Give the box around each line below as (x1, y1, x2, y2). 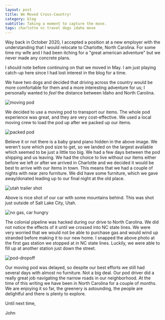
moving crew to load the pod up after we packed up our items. (5, 120, 132, 126)
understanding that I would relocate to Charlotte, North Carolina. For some (5, 45, 156, 50)
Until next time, (5, 300, 36, 307)
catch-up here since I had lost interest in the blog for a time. (5, 70, 127, 76)
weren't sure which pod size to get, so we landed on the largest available (5, 144, 154, 150)
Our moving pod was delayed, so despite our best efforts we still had (5, 265, 145, 271)
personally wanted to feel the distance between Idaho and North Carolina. (5, 90, 155, 96)
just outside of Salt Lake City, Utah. (5, 200, 76, 206)
